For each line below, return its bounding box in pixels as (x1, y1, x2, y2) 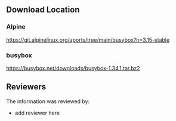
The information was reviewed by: (6, 98, 90, 105)
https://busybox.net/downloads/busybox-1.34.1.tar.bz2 (6, 64, 140, 72)
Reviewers (6, 82, 47, 92)
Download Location (6, 5, 80, 15)
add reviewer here (14, 109, 60, 116)
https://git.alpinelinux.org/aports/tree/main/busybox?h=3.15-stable (6, 36, 170, 44)
